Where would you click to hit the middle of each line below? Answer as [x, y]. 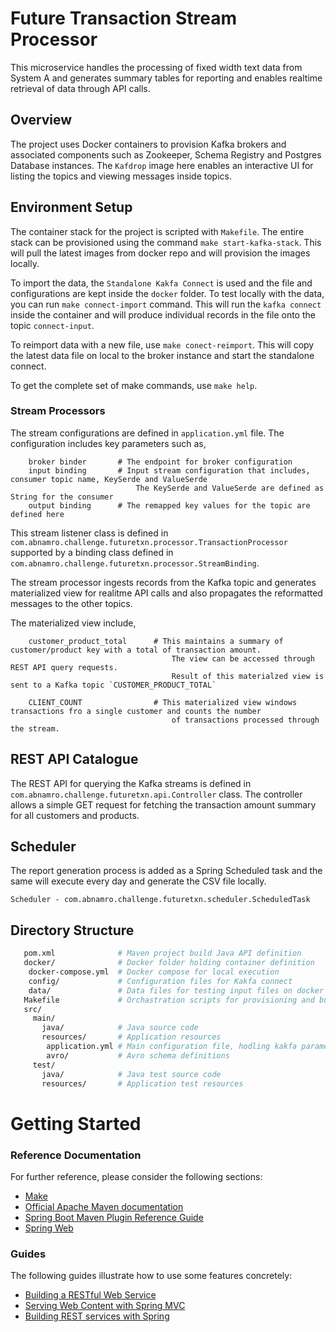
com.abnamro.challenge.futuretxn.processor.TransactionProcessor [149, 542]
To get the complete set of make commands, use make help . [134, 385]
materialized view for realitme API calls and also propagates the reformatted [166, 593]
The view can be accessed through [243, 658]
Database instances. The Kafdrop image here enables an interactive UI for [162, 165]
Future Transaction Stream [124, 18]
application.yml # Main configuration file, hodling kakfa [172, 1047]
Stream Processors [58, 411]
